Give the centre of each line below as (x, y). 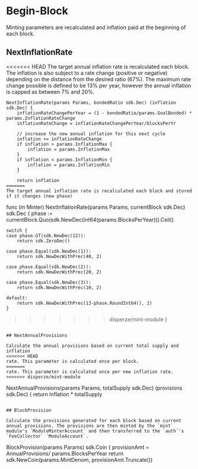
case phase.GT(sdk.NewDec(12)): (46, 235)
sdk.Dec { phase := (30, 213)
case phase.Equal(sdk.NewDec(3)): (49, 282)
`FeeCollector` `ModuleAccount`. (47, 436)
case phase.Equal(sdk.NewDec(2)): (49, 267)
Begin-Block (37, 11)
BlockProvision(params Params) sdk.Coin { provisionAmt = (78, 447)
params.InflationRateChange (41, 118)
